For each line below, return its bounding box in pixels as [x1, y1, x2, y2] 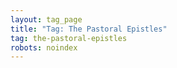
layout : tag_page [10, 14, 83, 25]
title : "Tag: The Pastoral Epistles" [10, 24, 168, 34]
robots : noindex [10, 42, 78, 53]
